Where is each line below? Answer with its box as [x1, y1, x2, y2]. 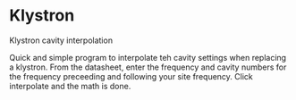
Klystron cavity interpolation [9, 35, 114, 46]
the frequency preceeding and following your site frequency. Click [9, 71, 253, 81]
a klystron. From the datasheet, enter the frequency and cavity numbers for [9, 62, 287, 72]
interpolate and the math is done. [9, 80, 131, 91]
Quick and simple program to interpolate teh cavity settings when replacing [9, 52, 287, 62]
